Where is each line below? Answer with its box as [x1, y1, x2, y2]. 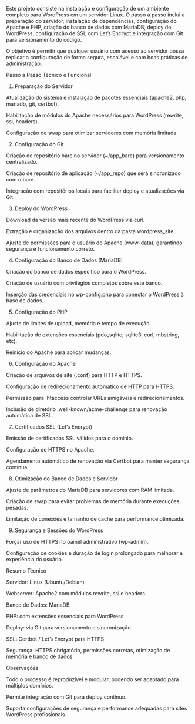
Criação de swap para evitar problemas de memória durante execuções [6, 498, 180, 504]
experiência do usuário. [6, 556, 63, 563]
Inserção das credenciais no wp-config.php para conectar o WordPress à [6, 291, 184, 298]
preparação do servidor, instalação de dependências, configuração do [6, 18, 177, 24]
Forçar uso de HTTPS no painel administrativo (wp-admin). [6, 538, 149, 545]
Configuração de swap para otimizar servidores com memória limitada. [6, 129, 178, 136]
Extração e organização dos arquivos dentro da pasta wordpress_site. [6, 228, 175, 234]
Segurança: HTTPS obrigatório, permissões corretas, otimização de [6, 647, 170, 654]
